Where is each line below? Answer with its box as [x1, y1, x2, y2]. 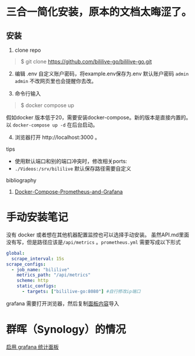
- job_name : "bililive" [11, 267, 70, 272]
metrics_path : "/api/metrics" [16, 272, 91, 278]
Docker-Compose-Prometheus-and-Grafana [14, 188, 123, 195]
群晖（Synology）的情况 [6, 323, 127, 336]
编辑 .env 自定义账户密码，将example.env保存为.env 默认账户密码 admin [14, 70, 189, 77]
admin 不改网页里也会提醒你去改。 [14, 78, 97, 84]
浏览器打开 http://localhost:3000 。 [14, 134, 100, 141]
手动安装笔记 [6, 211, 69, 224]
